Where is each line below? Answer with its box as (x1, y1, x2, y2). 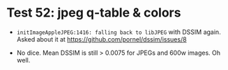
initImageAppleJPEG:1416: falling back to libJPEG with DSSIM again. (16, 28, 221, 36)
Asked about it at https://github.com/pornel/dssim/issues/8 (16, 35, 187, 43)
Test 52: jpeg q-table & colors (6, 5, 181, 21)
